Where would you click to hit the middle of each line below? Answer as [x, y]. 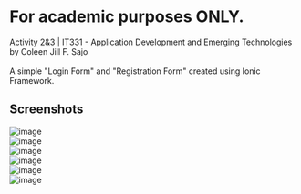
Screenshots [47, 110]
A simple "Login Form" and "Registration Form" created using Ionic [135, 71]
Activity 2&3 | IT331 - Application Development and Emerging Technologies [151, 42]
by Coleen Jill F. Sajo [49, 51]
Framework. [32, 80]
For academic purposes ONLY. [127, 17]
